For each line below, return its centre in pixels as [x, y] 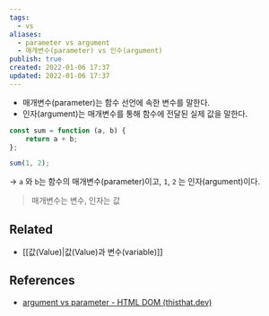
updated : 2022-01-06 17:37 [60, 76]
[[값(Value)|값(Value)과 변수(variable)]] [92, 252]
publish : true [36, 59]
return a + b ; [52, 139]
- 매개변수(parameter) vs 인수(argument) [90, 51]
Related [31, 229]
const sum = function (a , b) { [68, 131]
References [42, 281]
